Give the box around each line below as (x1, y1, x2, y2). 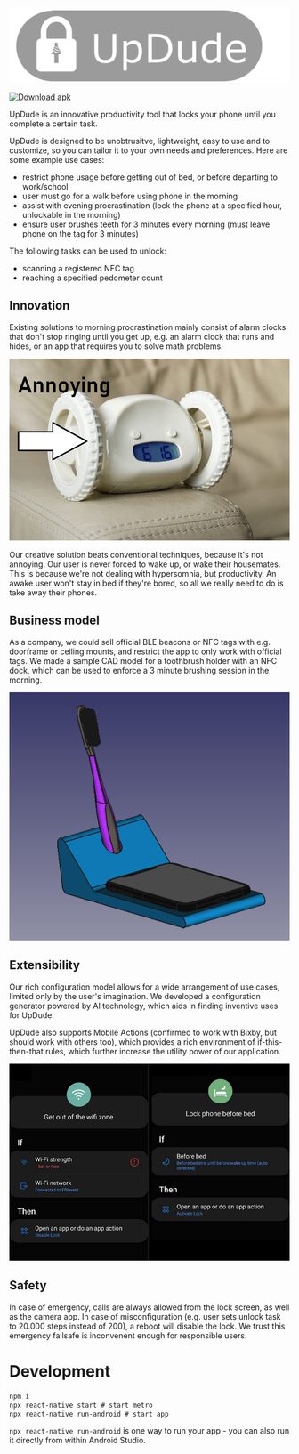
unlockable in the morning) (21, 209, 122, 220)
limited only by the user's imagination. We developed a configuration (9, 990, 261, 1001)
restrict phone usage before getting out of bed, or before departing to (21, 172, 279, 182)
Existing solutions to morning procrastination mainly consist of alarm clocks (9, 321, 287, 332)
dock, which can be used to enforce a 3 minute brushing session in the (9, 665, 270, 675)
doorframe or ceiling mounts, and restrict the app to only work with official (9, 646, 282, 657)
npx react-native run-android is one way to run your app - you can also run (9, 1425, 290, 1435)
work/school (21, 181, 69, 191)
